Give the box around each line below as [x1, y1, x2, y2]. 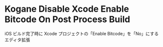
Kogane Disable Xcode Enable [4, 3, 129, 15]
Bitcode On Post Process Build [4, 14, 130, 25]
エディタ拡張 [4, 37, 30, 43]
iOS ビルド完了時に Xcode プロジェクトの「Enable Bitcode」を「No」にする [4, 30, 159, 36]
